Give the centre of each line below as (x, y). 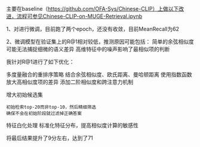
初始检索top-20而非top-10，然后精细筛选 (51, 107)
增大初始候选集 (24, 95)
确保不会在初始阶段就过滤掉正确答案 (44, 114)
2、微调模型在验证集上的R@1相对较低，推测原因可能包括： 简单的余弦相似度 (100, 42)
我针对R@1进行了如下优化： (40, 62)
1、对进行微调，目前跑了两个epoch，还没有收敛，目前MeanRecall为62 (93, 29)
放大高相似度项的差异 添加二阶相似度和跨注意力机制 (70, 82)
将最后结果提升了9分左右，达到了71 (50, 138)
